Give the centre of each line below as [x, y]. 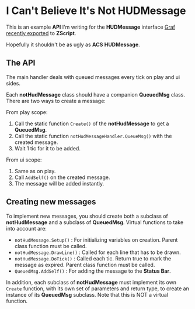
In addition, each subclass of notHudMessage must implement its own [91, 282]
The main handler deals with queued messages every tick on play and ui [93, 77]
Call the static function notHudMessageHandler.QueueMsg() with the [93, 136]
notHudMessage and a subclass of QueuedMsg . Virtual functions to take [95, 222]
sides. [13, 83]
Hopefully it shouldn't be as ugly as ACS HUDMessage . [73, 44]
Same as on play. [35, 171]
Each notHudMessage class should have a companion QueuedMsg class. [95, 94]
